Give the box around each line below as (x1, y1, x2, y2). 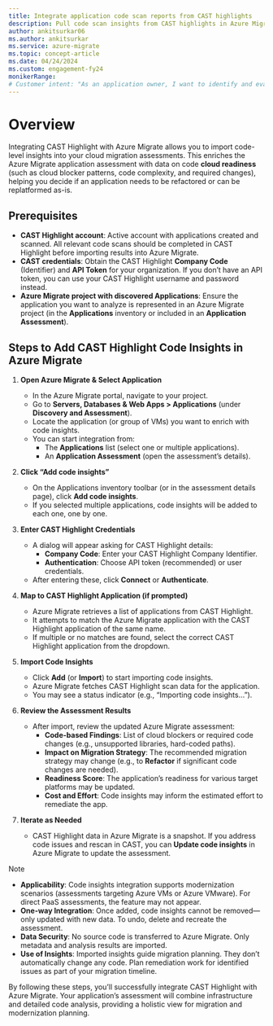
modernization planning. (8, 1008, 90, 1018)
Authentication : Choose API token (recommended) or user (44, 558, 242, 568)
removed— (223, 905, 261, 916)
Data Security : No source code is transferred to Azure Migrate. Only (19, 932, 250, 941)
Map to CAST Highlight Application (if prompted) (19, 591, 188, 601)
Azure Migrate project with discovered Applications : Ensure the (19, 291, 239, 301)
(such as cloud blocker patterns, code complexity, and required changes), (8, 168, 256, 178)
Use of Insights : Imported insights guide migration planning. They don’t (19, 949, 260, 959)
